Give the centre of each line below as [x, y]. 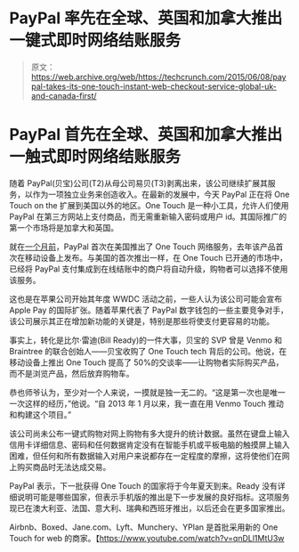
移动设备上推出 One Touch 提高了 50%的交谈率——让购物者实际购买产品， [146, 362]
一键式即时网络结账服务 [95, 41]
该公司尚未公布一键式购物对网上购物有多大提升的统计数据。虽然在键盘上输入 [149, 434]
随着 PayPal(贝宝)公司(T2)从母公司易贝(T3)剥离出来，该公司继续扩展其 [139, 183]
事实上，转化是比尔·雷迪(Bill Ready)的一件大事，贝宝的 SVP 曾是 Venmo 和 [146, 340]
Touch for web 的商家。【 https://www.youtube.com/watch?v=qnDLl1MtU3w [147, 538]
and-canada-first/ [64, 95]
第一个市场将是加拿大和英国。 [64, 227]
